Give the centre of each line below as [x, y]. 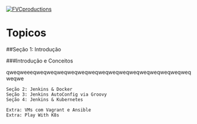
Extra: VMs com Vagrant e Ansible [49, 110]
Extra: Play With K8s [33, 115]
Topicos [26, 33]
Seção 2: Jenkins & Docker [39, 89]
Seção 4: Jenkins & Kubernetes [45, 99]
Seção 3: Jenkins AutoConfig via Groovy [57, 94]
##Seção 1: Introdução [34, 49]
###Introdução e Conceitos [40, 61]
